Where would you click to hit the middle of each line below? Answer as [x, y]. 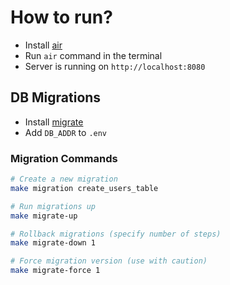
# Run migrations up [53, 206]
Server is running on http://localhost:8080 [115, 66]
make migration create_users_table [84, 188]
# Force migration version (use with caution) [109, 261]
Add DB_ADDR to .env [66, 132]
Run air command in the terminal [93, 55]
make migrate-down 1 [53, 243]
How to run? [61, 17]
